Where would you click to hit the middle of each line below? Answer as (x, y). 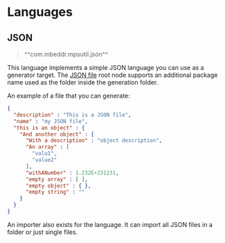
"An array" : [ (47, 147)
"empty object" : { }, (58, 186)
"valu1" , (45, 154)
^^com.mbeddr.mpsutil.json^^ (66, 54)
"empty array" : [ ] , (57, 179)
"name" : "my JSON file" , (51, 121)
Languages (40, 12)
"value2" (45, 160)
